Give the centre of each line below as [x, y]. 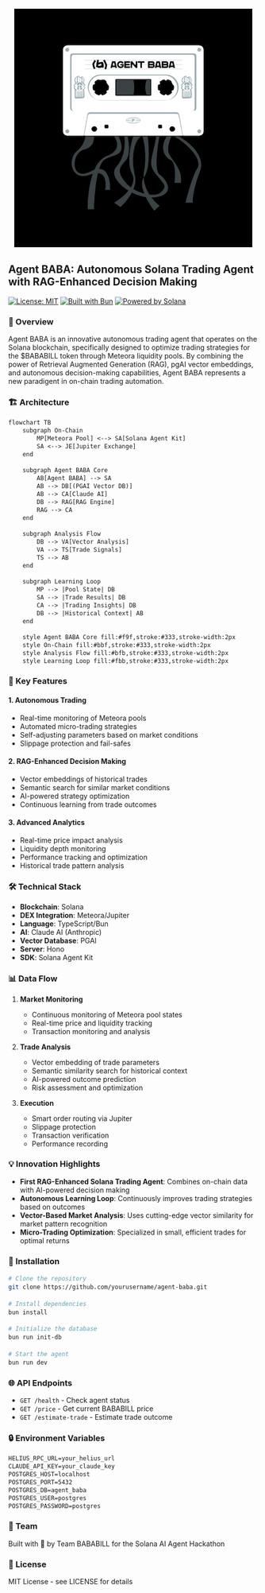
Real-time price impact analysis [71, 840]
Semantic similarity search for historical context [109, 1071]
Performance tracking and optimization [84, 857]
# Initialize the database [53, 1329]
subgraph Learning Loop [62, 582]
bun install [28, 1312]
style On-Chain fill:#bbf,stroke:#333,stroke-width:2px [117, 645]
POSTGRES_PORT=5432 [40, 1483]
